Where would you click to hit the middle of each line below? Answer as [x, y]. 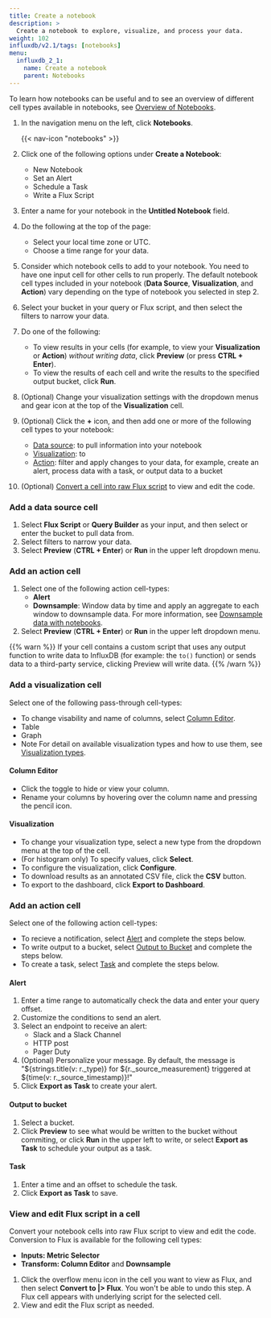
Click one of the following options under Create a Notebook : [121, 154]
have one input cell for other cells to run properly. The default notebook [139, 274]
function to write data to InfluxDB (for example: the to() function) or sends [133, 656]
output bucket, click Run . [74, 381]
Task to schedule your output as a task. [86, 1148]
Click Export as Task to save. [70, 1192]
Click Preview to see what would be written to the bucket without [129, 1131]
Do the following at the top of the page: [86, 226]
